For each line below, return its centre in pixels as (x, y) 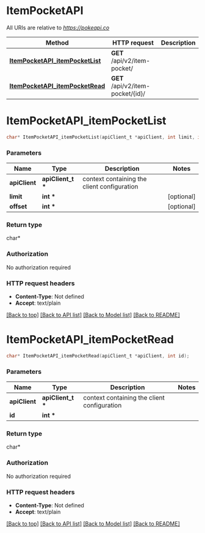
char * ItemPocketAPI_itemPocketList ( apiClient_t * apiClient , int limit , (101, 137)
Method (57, 42)
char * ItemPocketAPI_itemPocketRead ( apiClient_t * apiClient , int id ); (98, 356)
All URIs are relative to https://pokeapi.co (58, 28)
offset (18, 207)
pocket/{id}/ (128, 94)
